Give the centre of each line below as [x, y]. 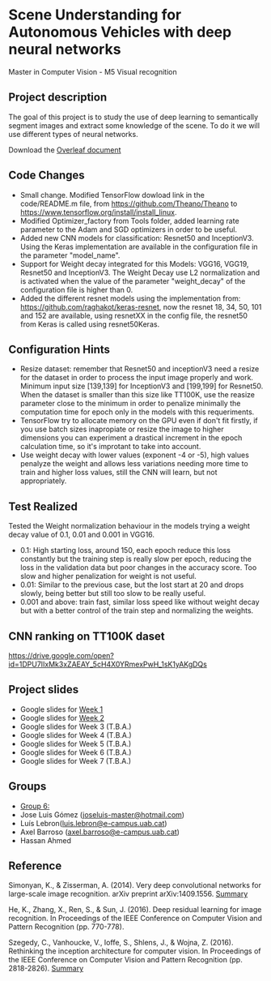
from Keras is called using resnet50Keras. [90, 324]
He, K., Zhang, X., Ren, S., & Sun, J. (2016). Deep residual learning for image [135, 910]
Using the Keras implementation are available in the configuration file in [139, 246]
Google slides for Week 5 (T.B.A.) [76, 743]
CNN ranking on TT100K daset [87, 636]
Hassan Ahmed [45, 840]
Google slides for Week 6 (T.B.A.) [76, 752]
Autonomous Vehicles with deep [120, 32]
